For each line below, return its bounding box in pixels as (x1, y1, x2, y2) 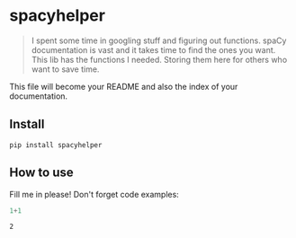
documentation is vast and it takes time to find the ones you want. (31, 44, 276, 55)
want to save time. (31, 64, 100, 75)
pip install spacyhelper (9, 140, 103, 149)
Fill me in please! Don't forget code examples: (9, 189, 180, 199)
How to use (9, 165, 74, 181)
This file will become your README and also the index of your (9, 81, 238, 92)
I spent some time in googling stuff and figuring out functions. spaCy (31, 35, 287, 46)
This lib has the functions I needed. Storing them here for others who (31, 54, 288, 65)
